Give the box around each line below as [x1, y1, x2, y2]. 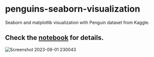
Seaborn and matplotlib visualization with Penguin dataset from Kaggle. [5, 19, 150, 25]
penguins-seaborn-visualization [5, 3, 141, 15]
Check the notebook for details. [5, 34, 104, 42]
